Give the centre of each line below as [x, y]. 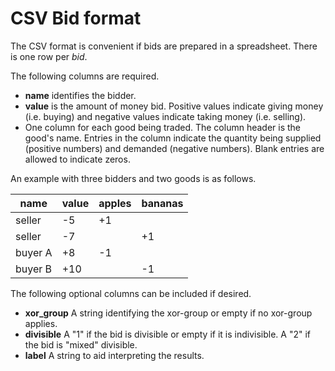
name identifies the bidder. [80, 95]
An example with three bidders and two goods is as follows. [133, 178]
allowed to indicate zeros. [77, 159]
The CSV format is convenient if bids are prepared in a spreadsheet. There [164, 46]
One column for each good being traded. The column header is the [163, 127]
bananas [162, 203]
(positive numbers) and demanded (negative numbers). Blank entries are [174, 148]
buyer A [34, 252]
